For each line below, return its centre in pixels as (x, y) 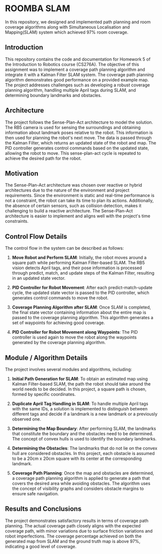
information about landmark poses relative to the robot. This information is (79, 132)
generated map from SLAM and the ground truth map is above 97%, (73, 541)
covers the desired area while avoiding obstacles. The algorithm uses (81, 483)
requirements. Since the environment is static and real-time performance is (80, 196)
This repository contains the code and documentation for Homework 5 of (78, 59)
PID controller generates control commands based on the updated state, (77, 148)
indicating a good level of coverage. (41, 546)
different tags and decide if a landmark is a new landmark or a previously (85, 414)
